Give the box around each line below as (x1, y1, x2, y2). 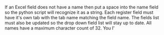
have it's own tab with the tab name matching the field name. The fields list (4, 15, 159, 20)
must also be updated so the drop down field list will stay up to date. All (4, 20, 152, 26)
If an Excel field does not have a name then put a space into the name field (4, 4, 158, 10)
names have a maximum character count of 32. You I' (4, 25, 115, 31)
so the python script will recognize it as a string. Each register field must (4, 9, 153, 15)
